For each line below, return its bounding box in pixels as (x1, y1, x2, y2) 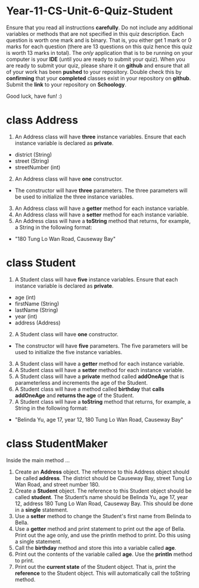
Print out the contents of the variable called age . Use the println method (14, 550, 192, 558)
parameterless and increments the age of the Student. (14, 379, 148, 386)
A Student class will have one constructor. (14, 330, 119, 338)
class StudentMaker (6, 437, 108, 450)
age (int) (14, 293, 36, 301)
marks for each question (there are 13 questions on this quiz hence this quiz (6, 43, 192, 50)
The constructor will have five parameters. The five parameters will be (14, 342, 188, 349)
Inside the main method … (6, 456, 70, 463)
